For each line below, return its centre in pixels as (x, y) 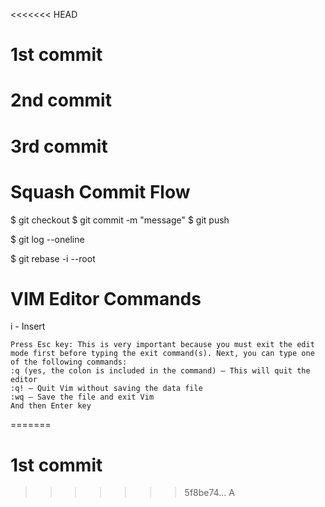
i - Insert (28, 326)
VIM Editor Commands (106, 298)
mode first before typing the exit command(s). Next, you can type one (162, 354)
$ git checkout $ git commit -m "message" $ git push (120, 220)
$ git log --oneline (47, 239)
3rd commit (59, 146)
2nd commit (61, 100)
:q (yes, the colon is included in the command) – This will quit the (160, 371)
